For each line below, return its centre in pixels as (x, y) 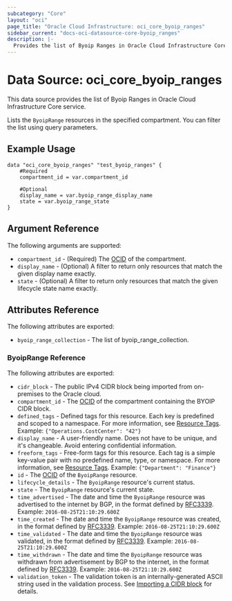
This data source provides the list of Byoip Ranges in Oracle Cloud (101, 99)
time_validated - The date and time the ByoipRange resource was (109, 533)
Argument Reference (53, 229)
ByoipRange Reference (47, 358)
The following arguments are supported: (65, 245)
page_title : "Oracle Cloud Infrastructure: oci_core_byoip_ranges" (106, 26)
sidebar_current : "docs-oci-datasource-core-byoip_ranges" (94, 33)
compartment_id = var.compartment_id (74, 177)
